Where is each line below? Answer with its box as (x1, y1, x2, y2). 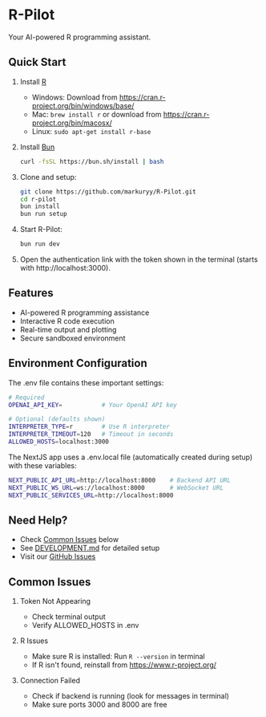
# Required (8, 393, 45, 401)
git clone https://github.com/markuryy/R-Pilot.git (19, 187, 196, 196)
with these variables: (8, 460, 78, 471)
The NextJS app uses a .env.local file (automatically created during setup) (8, 452, 253, 462)
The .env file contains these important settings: (8, 377, 164, 387)
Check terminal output (31, 612, 106, 621)
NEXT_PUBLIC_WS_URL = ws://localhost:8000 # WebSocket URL (8, 483, 224, 491)
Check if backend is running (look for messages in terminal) (31, 691, 230, 701)
